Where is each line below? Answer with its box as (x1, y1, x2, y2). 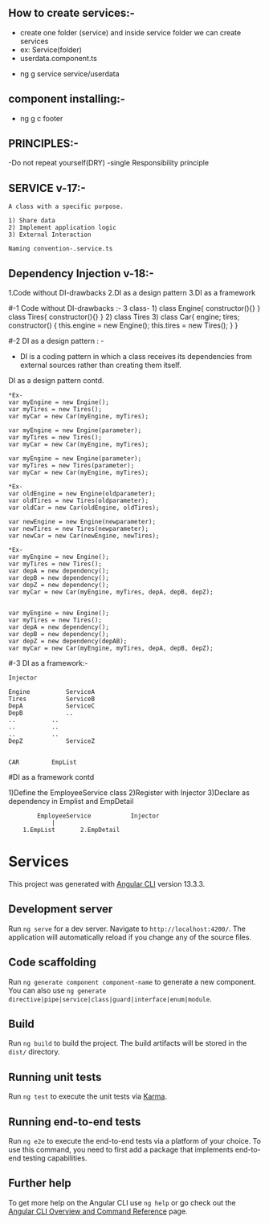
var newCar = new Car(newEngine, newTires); (8, 532, 160, 541)
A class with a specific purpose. (8, 202, 124, 211)
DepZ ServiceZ (8, 737, 95, 745)
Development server (8, 903, 113, 916)
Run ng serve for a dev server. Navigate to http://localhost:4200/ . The (8, 924, 247, 933)
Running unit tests (8, 1070, 102, 1083)
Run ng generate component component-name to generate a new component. (8, 977, 257, 986)
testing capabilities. (22, 1153, 88, 1163)
